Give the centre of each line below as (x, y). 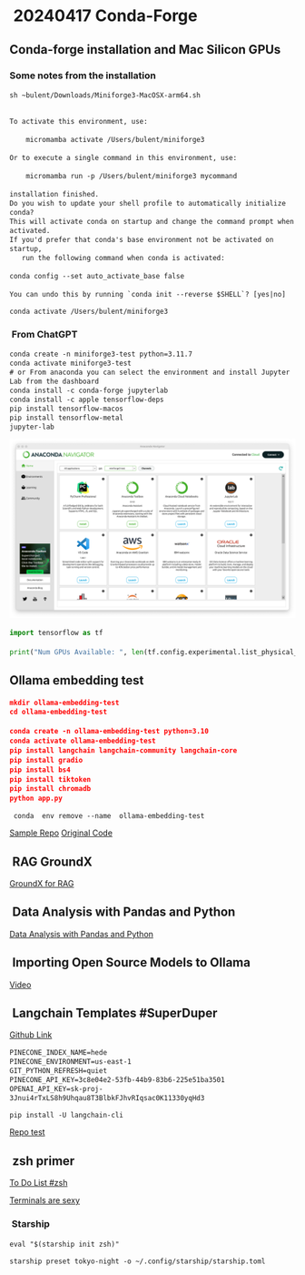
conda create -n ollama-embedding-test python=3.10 (109, 732)
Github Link (31, 1035)
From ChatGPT (44, 334)
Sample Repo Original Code (61, 833)
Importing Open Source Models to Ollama (132, 962)
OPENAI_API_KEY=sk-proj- (56, 1089)
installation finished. (54, 194)
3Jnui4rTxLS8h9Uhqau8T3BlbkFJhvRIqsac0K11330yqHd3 (107, 1098)
